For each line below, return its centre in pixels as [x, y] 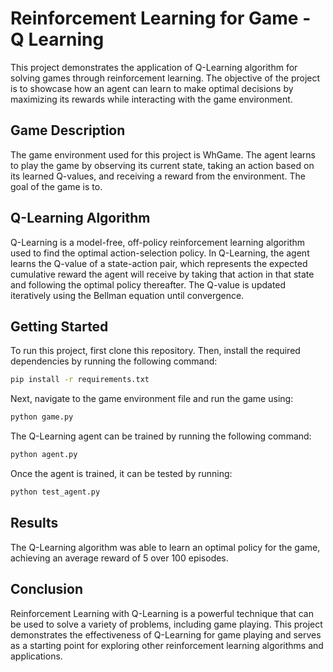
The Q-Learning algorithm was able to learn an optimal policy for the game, [165, 547]
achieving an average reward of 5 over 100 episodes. [119, 558]
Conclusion [47, 589]
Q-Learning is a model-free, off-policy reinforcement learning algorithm [158, 242]
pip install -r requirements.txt [80, 380]
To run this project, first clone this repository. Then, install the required [155, 351]
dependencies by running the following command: [114, 361]
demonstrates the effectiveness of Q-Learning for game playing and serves [166, 634]
